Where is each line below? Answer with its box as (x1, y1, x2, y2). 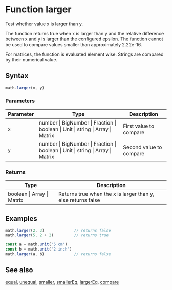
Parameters (5, 97, 35, 105)
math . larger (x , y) (5, 85, 45, 90)
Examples (5, 214, 37, 223)
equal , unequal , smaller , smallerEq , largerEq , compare (5, 279, 119, 285)
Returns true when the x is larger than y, (58, 191, 155, 198)
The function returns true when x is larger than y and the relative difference (5, 30, 164, 36)
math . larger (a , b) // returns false (5, 251, 111, 257)
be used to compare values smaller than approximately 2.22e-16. (5, 41, 142, 47)
